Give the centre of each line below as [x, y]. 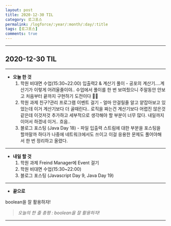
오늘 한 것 [22, 77]
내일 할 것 [22, 156]
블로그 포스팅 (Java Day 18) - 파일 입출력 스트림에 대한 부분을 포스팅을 [90, 128]
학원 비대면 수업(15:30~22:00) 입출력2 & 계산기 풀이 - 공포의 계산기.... [90, 83]
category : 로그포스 [24, 19]
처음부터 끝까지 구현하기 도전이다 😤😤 [62, 96]
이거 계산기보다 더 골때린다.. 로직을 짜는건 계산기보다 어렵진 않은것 [100, 109]
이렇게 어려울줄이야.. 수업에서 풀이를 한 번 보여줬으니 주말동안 [95, 89]
